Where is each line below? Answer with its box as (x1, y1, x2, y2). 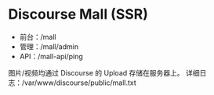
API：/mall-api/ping (19, 51, 84, 61)
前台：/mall (19, 32, 56, 41)
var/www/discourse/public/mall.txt (24, 78, 137, 87)
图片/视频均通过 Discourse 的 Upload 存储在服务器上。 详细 (8, 68, 200, 77)
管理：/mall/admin (19, 41, 79, 51)
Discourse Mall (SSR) (8, 5, 149, 23)
